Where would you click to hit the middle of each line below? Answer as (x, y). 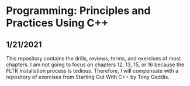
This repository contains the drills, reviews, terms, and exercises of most (94, 58)
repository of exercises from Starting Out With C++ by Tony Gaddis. (88, 77)
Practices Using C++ (57, 23)
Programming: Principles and (78, 11)
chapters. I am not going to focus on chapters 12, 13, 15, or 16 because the (95, 64)
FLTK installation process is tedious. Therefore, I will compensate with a (92, 71)
